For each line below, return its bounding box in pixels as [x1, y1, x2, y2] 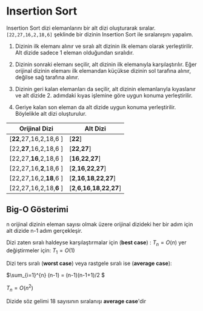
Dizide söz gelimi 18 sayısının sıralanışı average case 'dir [6, 297, 147, 304]
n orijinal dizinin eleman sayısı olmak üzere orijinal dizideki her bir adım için [6, 220, 193, 228]
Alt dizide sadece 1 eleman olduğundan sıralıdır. [15, 48, 135, 56]
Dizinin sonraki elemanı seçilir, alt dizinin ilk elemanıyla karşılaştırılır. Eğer [15, 61, 197, 68]
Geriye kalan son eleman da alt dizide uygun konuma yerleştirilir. [15, 103, 176, 110]
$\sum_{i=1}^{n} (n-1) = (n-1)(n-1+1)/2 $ [6, 272, 105, 279]
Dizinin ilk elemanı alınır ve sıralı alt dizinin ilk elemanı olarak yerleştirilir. [15, 42, 194, 50]
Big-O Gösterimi [6, 204, 68, 215]
